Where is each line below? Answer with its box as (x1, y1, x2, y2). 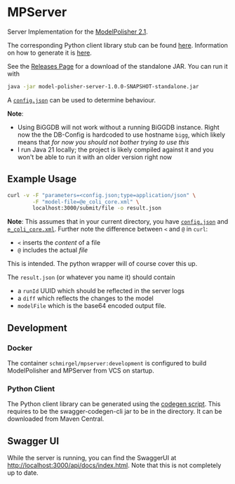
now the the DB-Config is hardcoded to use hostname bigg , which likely (17, 130, 226, 139)
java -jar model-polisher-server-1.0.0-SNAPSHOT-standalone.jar (7, 83, 199, 90)
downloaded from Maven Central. (7, 415, 105, 423)
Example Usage (7, 173, 77, 185)
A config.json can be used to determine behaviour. (7, 95, 156, 104)
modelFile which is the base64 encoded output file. (17, 302, 166, 310)
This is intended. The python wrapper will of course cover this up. (7, 260, 198, 268)
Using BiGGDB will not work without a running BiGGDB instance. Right (17, 123, 220, 131)
